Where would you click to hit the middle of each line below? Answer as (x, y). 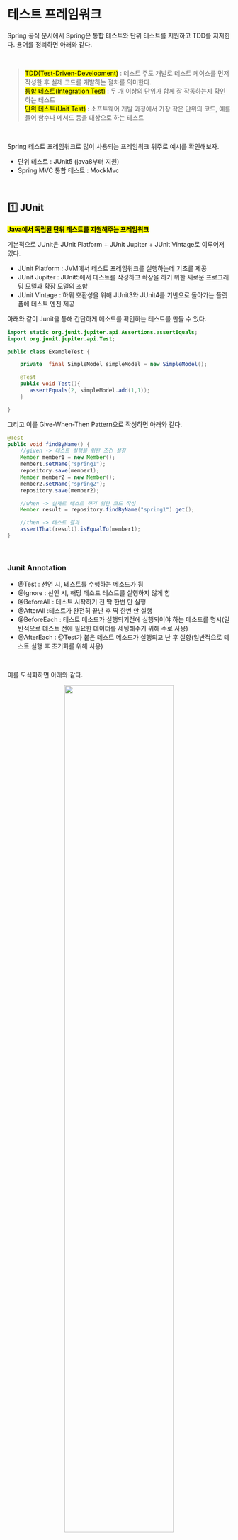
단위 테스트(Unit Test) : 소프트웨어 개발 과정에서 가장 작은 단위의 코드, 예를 (127, 109)
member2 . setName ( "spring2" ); (63, 484)
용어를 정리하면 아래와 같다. (55, 44)
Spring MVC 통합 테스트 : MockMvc (68, 170)
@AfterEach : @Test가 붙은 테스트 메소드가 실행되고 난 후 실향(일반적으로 (120, 637)
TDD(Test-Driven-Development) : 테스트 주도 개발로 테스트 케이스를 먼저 (127, 73)
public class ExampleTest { (49, 352)
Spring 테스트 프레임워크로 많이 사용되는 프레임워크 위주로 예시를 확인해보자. (113, 146)
